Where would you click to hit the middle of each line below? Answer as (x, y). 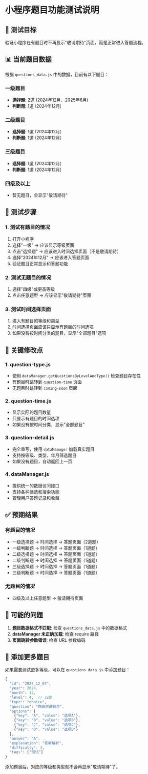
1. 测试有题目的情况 (28, 228)
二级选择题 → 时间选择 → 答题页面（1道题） (56, 554)
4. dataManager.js (27, 474)
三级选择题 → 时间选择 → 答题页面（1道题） (56, 566)
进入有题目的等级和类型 (36, 321)
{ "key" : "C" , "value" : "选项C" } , (47, 725)
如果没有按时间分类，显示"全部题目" (48, 425)
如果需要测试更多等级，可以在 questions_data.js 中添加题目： (68, 670)
